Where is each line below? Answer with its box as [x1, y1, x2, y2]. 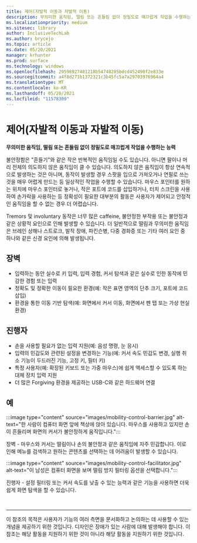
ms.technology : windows [6, 63, 64, 69]
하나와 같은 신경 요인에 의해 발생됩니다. [6, 234, 96, 241]
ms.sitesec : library [6, 25, 57, 31]
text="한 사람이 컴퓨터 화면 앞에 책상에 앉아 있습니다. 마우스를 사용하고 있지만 [6, 421, 184, 427]
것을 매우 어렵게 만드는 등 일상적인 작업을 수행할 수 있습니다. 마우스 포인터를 [6, 178, 180, 185]
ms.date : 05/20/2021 [6, 47, 57, 53]
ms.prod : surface [6, 58, 49, 63]
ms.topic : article [6, 42, 51, 48]
